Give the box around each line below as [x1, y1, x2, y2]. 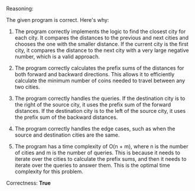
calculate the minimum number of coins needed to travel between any [14, 77, 186, 84]
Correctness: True [6, 180, 51, 186]
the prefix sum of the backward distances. [14, 114, 118, 121]
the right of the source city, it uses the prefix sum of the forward [14, 101, 171, 108]
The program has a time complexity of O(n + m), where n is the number [14, 143, 188, 150]
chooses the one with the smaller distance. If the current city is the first [14, 41, 189, 47]
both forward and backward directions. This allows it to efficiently [14, 71, 175, 77]
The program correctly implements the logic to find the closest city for [14, 28, 186, 35]
